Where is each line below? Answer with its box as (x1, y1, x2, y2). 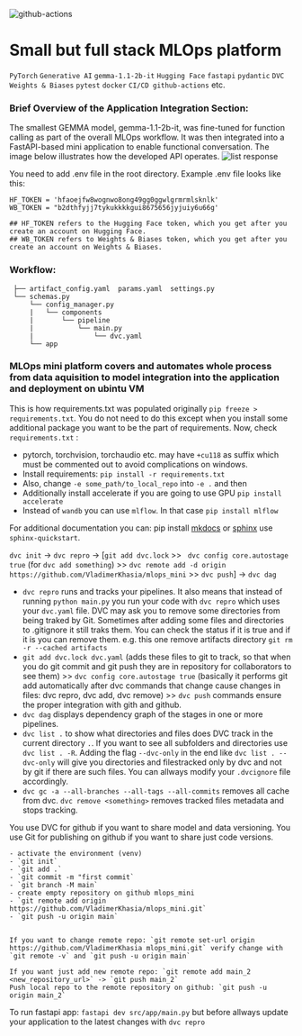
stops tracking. (22, 804, 78, 815)
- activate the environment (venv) (9, 849, 143, 858)
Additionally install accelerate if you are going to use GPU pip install (22, 487, 282, 498)
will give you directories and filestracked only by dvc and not (57, 757, 282, 768)
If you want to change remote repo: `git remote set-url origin (9, 935, 255, 945)
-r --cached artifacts (22, 643, 108, 652)
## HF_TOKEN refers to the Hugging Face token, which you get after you (9, 219, 288, 229)
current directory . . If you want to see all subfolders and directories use (22, 737, 289, 748)
